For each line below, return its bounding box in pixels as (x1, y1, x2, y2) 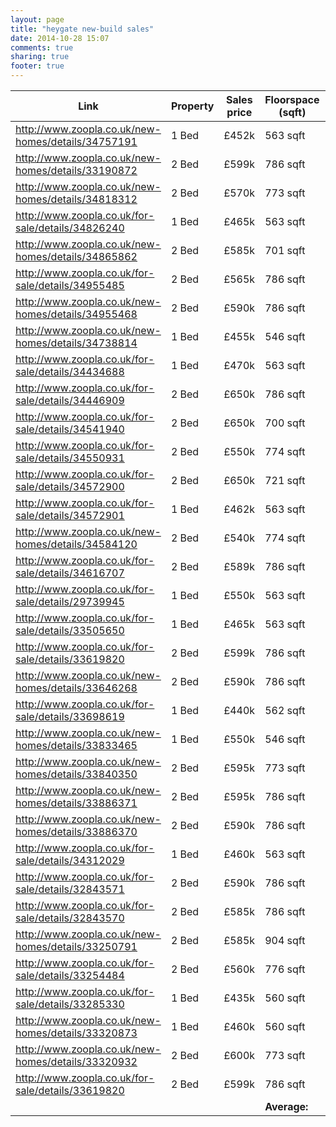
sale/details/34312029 (15, 854, 125, 867)
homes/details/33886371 (15, 796, 138, 810)
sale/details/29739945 (15, 595, 125, 608)
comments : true (10, 42, 74, 53)
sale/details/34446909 (15, 394, 125, 407)
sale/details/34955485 (15, 279, 125, 292)
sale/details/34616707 (15, 566, 125, 580)
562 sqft (264, 704, 306, 717)
